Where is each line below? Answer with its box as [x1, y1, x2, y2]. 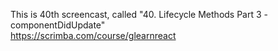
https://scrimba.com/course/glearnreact [10, 30, 177, 41]
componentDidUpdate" [10, 19, 106, 31]
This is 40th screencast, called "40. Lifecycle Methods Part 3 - [10, 9, 269, 20]
